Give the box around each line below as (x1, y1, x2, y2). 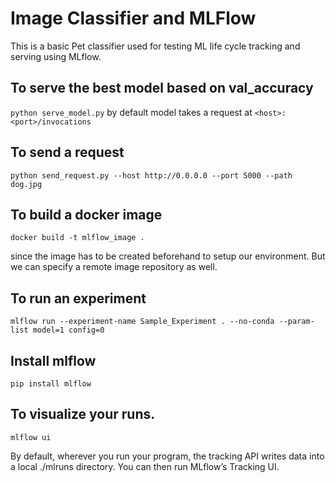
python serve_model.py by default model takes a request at (10, 106, 253, 118)
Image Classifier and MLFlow (10, 7, 257, 30)
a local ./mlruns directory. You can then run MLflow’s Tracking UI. (10, 460, 280, 472)
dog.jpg (10, 179, 43, 189)
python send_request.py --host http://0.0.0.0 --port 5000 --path (10, 170, 293, 181)
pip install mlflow (10, 379, 92, 389)
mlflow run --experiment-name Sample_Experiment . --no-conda (10, 317, 275, 327)
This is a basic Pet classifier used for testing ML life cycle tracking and (10, 40, 301, 52)
